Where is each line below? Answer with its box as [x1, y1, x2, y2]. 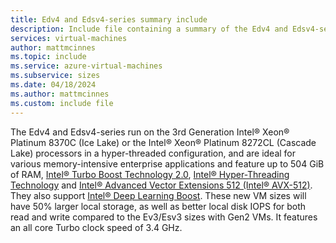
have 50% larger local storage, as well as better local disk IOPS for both [10, 200, 307, 212]
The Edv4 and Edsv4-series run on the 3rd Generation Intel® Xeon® [10, 126, 290, 138]
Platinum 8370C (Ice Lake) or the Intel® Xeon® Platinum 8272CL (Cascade [10, 136, 317, 148]
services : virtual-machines [10, 33, 128, 43]
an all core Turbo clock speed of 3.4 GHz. [10, 221, 183, 233]
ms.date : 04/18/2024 [10, 80, 97, 90]
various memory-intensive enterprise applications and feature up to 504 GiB [10, 157, 325, 170]
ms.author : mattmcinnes [10, 89, 110, 99]
